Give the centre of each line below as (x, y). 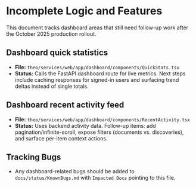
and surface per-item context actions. (61, 138)
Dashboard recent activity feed (65, 105)
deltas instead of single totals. (52, 86)
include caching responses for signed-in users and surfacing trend (97, 79)
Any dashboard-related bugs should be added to (75, 171)
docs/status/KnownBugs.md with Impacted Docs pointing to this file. (95, 178)
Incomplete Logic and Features (84, 11)
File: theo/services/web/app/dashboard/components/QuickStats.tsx (97, 67)
